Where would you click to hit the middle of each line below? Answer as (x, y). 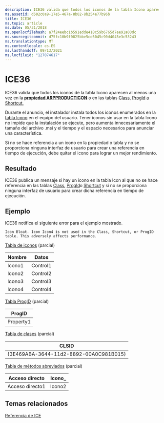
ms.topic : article (24, 23)
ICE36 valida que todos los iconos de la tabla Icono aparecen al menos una (81, 93)
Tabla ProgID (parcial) (27, 301)
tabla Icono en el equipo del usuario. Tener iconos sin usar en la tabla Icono (81, 118)
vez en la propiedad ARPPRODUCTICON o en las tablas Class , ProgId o (77, 98)
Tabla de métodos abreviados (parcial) (44, 366)
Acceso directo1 (26, 386)
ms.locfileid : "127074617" (32, 55)
